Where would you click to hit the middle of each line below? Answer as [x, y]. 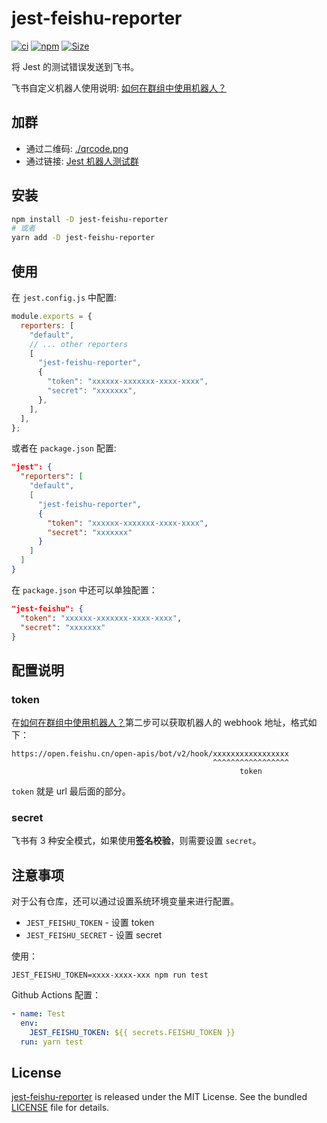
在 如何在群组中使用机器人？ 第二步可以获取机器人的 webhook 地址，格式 [160, 723]
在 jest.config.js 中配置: [64, 297]
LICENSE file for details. [60, 1108]
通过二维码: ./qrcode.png [77, 148]
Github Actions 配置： [56, 995]
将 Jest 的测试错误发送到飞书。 [75, 66]
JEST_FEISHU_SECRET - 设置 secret [94, 935]
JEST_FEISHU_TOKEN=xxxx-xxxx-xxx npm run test [110, 975]
